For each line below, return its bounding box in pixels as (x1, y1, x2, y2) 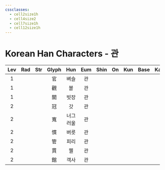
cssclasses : (5, 7, 29, 12)
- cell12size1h (9, 26, 41, 30)
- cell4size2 (9, 16, 36, 21)
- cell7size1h (9, 21, 38, 26)
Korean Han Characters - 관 (5, 48, 119, 59)
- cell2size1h (9, 12, 38, 17)
